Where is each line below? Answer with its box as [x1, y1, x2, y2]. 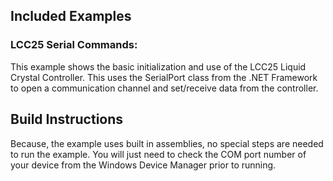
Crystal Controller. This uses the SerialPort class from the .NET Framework [10, 71, 318, 83]
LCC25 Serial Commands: [10, 38, 138, 52]
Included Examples [10, 8, 132, 25]
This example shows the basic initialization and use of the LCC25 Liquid [10, 60, 307, 73]
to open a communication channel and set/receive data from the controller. [10, 82, 319, 94]
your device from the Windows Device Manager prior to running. [10, 159, 277, 171]
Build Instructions [10, 111, 124, 128]
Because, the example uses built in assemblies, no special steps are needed [10, 137, 324, 149]
